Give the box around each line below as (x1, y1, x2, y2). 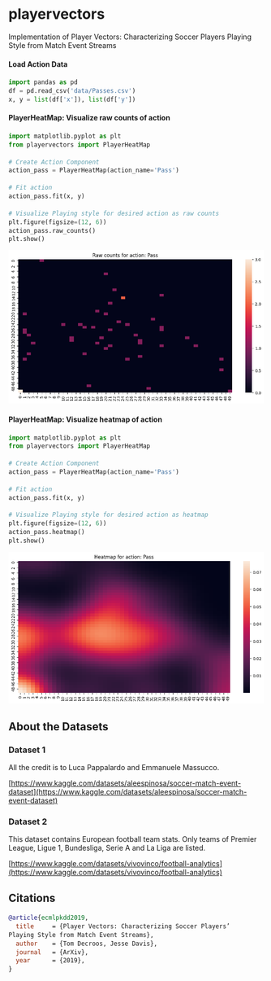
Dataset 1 (8, 744, 46, 755)
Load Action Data (8, 59, 68, 69)
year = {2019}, (15, 957, 85, 965)
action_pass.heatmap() (8, 528, 85, 536)
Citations (8, 891, 56, 904)
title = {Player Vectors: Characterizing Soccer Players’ (15, 922, 230, 931)
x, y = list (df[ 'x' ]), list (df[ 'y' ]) (8, 95, 136, 103)
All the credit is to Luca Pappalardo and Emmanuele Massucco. (8, 762, 220, 772)
